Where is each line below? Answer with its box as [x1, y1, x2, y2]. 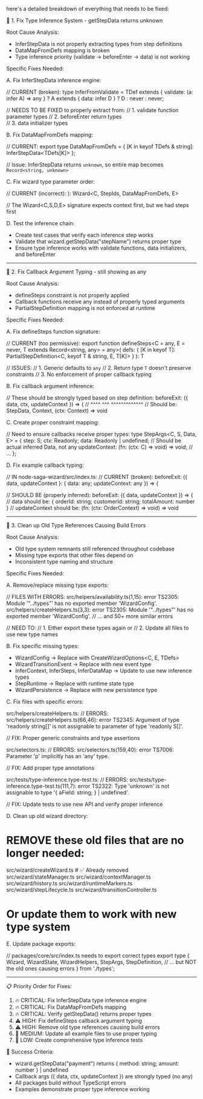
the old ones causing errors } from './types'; [6, 965, 115, 972]
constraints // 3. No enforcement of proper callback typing [6, 371, 152, 378]
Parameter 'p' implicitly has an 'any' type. [6, 753, 110, 759]
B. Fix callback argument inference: [6, 383, 95, 389]
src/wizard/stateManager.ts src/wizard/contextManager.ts [6, 873, 151, 880]
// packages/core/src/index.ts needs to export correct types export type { [6, 952, 190, 959]
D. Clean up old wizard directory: [6, 813, 88, 819]
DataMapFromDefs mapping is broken [14, 47, 110, 54]
